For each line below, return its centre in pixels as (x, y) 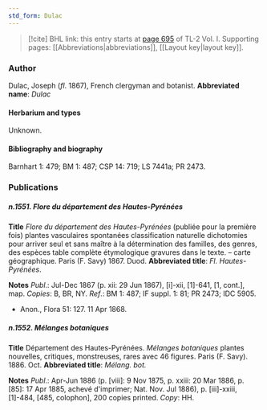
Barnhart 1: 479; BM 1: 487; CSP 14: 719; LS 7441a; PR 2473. (107, 166)
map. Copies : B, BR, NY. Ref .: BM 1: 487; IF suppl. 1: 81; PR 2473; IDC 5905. (132, 293)
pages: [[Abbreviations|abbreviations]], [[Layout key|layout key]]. (136, 47)
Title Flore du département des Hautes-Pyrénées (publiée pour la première (132, 227)
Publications (33, 187)
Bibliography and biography (55, 149)
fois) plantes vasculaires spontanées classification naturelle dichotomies (128, 236)
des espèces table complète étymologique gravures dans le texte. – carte (129, 252)
